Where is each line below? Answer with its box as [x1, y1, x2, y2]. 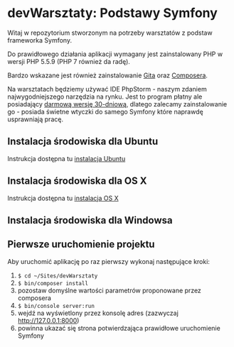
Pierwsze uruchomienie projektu [7, 238, 155, 250]
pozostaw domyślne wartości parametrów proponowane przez [17, 286, 201, 294]
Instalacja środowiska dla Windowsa [7, 214, 173, 226]
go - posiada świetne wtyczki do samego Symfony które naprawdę [7, 107, 204, 116]
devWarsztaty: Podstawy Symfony [7, 5, 218, 21]
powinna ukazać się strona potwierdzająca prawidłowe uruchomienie [17, 324, 220, 332]
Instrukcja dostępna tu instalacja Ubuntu [7, 154, 126, 163]
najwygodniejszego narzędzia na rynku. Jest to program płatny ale [7, 92, 203, 101]
